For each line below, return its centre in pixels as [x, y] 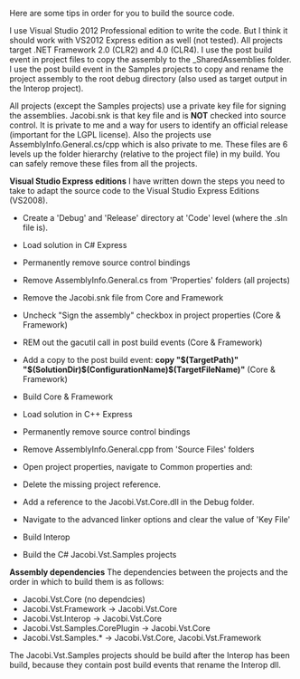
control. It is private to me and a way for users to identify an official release [149, 125]
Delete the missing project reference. [91, 484]
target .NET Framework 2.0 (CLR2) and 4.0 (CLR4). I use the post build [141, 50]
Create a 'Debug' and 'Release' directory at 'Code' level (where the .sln [155, 218]
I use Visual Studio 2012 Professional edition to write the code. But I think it [149, 30]
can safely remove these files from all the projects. [103, 163]
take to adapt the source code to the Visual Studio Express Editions [135, 191]
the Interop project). [47, 88]
